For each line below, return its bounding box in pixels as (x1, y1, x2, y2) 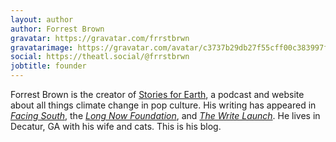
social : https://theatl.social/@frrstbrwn (10, 52, 190, 62)
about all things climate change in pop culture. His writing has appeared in (10, 99, 317, 111)
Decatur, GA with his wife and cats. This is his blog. (10, 121, 222, 132)
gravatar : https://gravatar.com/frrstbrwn (10, 33, 190, 43)
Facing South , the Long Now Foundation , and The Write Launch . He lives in (10, 110, 321, 121)
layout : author (10, 14, 74, 25)
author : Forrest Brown (10, 24, 105, 34)
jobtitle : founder (10, 61, 87, 71)
